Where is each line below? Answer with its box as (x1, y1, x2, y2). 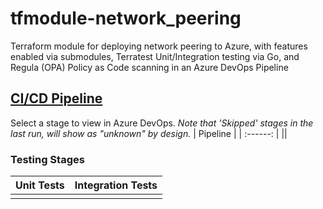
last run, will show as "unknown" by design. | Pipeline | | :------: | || (10, 127, 288, 139)
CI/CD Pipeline (10, 90, 103, 107)
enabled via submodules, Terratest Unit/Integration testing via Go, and (10, 50, 300, 62)
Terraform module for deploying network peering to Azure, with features (10, 40, 308, 52)
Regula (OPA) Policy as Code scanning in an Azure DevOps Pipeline (10, 61, 289, 73)
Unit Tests (15, 178, 65, 192)
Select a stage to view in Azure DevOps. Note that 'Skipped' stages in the (10, 117, 314, 129)
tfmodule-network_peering (10, 7, 242, 30)
